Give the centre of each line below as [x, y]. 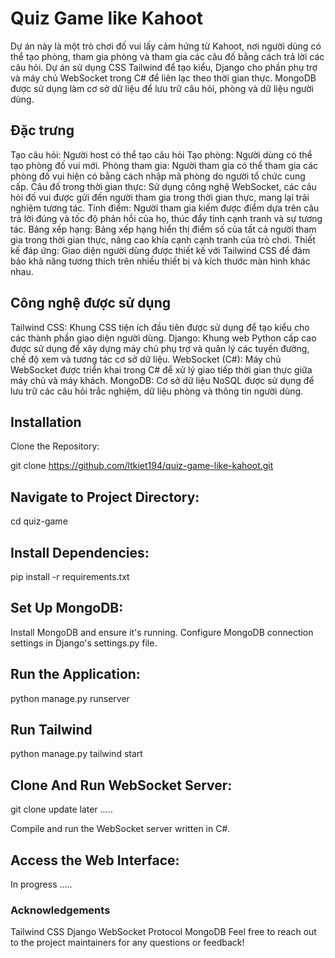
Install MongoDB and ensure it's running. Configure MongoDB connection [162, 632]
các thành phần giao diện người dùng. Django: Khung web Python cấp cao [163, 338]
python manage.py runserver [70, 698]
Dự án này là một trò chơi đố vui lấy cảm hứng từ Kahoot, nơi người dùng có [166, 46]
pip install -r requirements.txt [70, 576]
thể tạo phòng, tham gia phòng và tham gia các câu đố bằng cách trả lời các [167, 56]
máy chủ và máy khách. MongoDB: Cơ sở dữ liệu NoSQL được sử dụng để [162, 380]
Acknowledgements [60, 910]
